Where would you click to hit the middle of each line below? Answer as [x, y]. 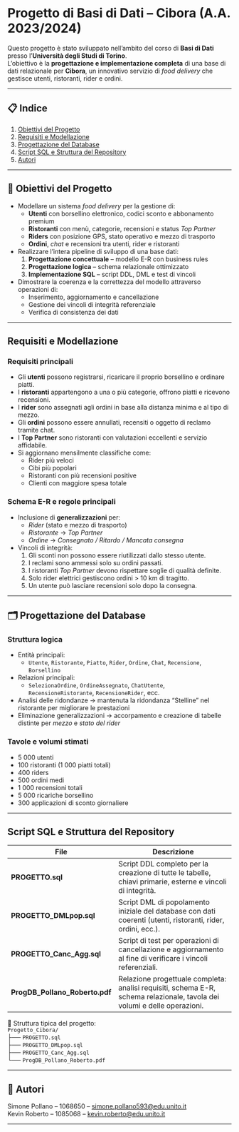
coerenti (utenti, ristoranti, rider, [171, 920]
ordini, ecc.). [139, 929]
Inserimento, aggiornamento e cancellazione [94, 297]
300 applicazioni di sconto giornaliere [73, 803]
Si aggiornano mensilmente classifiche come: [84, 453]
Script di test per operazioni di [169, 941]
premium [41, 221]
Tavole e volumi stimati [48, 742]
